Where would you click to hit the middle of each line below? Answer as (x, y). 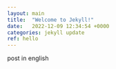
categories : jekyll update (46, 32)
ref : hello (23, 39)
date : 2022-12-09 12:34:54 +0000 (58, 26)
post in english (28, 58)
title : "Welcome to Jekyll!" (51, 20)
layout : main (26, 13)
